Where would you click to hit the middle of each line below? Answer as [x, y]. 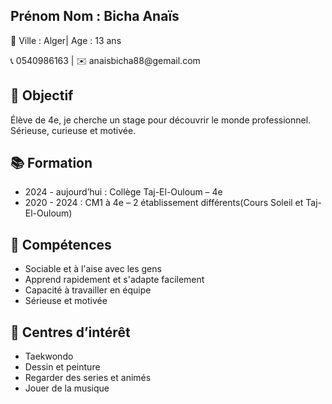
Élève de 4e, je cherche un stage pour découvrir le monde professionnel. [161, 120]
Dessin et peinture [62, 367]
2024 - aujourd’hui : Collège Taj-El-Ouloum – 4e [123, 192]
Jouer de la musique [67, 388]
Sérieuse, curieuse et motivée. [73, 130]
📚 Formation [51, 163]
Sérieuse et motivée [66, 301]
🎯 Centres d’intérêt [70, 332]
